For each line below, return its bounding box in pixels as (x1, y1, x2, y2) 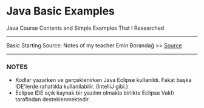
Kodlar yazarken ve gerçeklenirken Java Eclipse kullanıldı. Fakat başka (15, 76, 192, 84)
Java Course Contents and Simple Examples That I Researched (6, 24, 165, 32)
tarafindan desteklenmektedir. (15, 96, 90, 103)
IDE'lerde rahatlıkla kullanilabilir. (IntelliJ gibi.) (15, 83, 129, 90)
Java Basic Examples (6, 4, 115, 18)
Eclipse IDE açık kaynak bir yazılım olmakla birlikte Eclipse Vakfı (15, 89, 174, 96)
